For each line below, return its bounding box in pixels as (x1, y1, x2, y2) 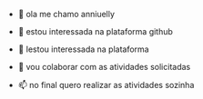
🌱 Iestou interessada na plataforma (17, 44, 149, 54)
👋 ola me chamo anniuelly (17, 9, 116, 19)
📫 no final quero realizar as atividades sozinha (17, 80, 195, 90)
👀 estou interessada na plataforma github (17, 26, 173, 36)
